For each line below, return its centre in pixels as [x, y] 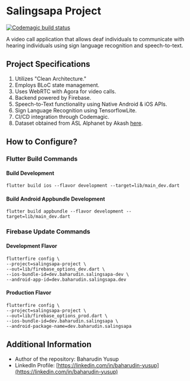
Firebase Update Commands [48, 232]
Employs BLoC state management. [57, 85]
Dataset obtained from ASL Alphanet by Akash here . [79, 123]
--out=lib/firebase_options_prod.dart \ [57, 316]
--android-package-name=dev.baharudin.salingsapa [69, 326]
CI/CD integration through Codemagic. [62, 116]
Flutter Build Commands [42, 159]
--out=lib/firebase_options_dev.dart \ [56, 269]
